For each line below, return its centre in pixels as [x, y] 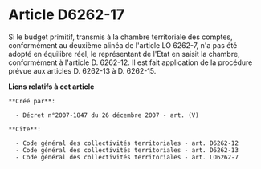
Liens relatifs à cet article [51, 87]
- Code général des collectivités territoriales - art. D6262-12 [127, 143]
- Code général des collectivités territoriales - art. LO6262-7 [127, 157]
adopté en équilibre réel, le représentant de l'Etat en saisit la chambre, [124, 54]
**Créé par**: [32, 101]
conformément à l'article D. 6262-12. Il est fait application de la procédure [130, 62]
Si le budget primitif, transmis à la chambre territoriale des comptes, [120, 37]
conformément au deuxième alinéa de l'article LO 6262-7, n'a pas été [123, 45]
